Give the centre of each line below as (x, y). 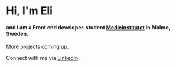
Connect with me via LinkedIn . (43, 58)
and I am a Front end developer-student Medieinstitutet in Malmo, (88, 27)
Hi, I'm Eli (30, 11)
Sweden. (17, 33)
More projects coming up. (38, 47)
